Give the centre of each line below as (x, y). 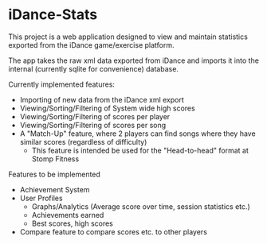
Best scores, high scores (73, 223)
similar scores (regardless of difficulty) (83, 141)
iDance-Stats (53, 15)
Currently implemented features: (62, 84)
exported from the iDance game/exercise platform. (91, 45)
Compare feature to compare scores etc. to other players (113, 231)
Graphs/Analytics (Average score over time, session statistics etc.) (141, 206)
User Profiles (41, 198)
